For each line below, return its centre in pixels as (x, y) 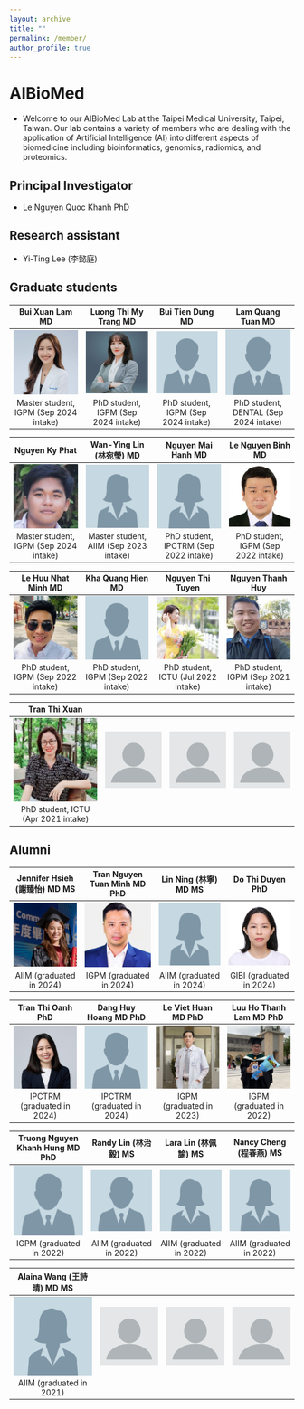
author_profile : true (50, 48)
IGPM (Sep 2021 (259, 677)
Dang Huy (116, 1007)
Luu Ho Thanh (259, 1007)
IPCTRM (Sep (189, 546)
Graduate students (63, 288)
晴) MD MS (53, 1288)
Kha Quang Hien (117, 578)
